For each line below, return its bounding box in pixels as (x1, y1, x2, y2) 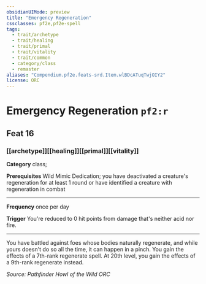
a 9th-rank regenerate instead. (6, 259, 84, 266)
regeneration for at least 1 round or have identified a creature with (6, 179, 172, 186)
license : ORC (6, 77, 40, 83)
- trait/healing (12, 37, 53, 44)
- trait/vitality (12, 49, 56, 55)
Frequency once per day (6, 203, 69, 210)
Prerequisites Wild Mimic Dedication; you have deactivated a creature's (6, 172, 189, 180)
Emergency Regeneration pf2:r (6, 104, 169, 118)
